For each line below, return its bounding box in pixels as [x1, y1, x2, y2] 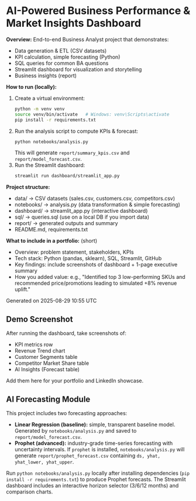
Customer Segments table [14, 354, 78, 361]
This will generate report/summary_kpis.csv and [14, 149, 130, 156]
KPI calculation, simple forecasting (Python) [14, 53, 121, 60]
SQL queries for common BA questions [14, 60, 109, 67]
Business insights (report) [14, 72, 77, 79]
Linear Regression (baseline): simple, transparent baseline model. [14, 421, 176, 428]
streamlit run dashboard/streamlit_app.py [14, 173, 120, 179]
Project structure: [6, 184, 50, 191]
